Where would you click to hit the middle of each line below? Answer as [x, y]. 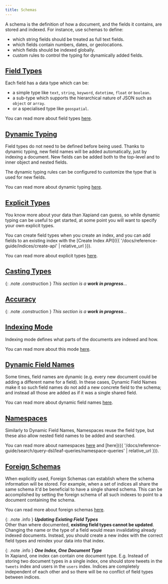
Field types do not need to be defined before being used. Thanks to [75, 147]
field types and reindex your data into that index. [55, 540]
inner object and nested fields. [37, 162]
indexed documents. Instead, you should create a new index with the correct [84, 535]
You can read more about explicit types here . [51, 256]
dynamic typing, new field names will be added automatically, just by [76, 152]
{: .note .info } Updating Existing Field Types [52, 519]
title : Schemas [21, 10]
